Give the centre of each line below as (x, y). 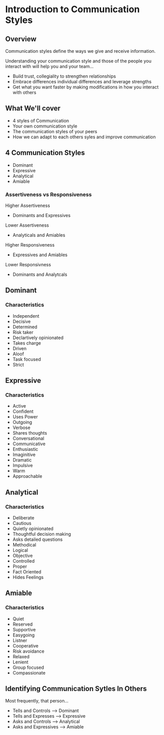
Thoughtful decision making (42, 534)
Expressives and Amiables (40, 255)
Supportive (24, 629)
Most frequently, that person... (37, 701)
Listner (20, 640)
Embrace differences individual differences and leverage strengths (82, 82)
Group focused (28, 667)
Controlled (24, 561)
